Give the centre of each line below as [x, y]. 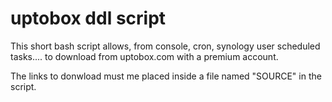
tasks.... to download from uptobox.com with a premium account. [144, 56]
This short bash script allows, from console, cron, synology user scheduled [165, 46]
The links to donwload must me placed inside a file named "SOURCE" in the [166, 76]
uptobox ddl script [88, 18]
